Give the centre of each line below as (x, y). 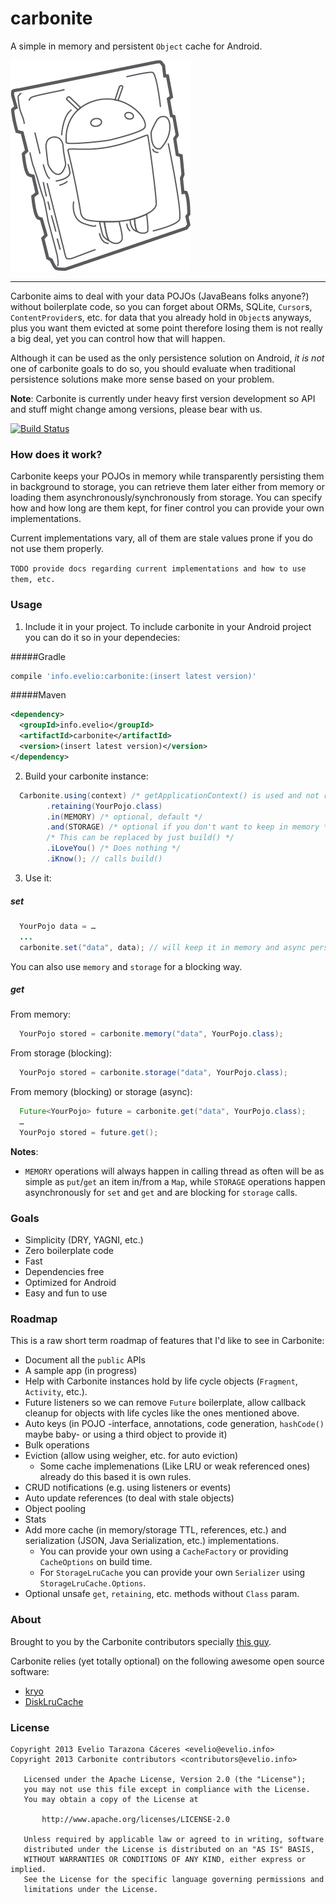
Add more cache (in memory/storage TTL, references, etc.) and (155, 1530)
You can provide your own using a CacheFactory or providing (164, 1551)
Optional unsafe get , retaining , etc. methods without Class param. (162, 1594)
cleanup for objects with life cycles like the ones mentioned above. (162, 1413)
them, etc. (33, 580)
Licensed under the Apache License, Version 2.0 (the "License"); (165, 1780)
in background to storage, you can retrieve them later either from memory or (167, 487)
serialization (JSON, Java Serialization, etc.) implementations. (152, 1541)
